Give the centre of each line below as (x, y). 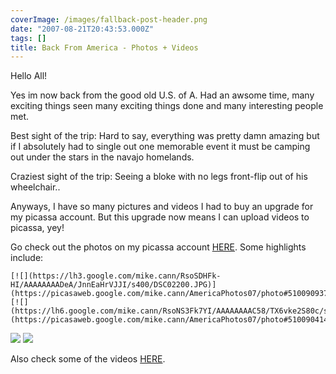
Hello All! (29, 76)
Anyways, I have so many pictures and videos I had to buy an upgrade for (162, 207)
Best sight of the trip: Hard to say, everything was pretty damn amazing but (165, 136)
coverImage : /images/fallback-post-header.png (109, 19)
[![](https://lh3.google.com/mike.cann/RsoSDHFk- (116, 276)
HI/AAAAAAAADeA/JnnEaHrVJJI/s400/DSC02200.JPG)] (113, 285)
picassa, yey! (37, 228)
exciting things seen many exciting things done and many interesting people (167, 106)
